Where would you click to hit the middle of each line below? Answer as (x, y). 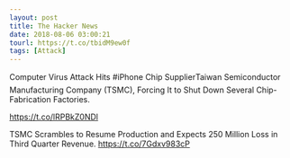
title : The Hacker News (54, 26)
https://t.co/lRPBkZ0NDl (54, 117)
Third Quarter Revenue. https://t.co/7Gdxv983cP (100, 144)
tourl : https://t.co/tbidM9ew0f (70, 43)
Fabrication (30, 100)
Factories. (71, 100)
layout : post (34, 18)
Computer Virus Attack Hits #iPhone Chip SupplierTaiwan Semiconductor (145, 77)
